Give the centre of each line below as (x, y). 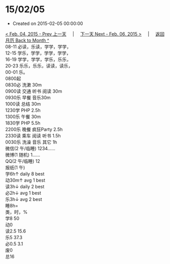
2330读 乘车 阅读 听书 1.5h (33, 135)
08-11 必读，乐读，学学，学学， (38, 46)
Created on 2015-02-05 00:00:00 (48, 23)
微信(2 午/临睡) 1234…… (30, 148)
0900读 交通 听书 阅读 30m (34, 91)
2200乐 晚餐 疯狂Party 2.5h (34, 129)
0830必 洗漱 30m (24, 84)
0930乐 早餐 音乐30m (28, 97)
